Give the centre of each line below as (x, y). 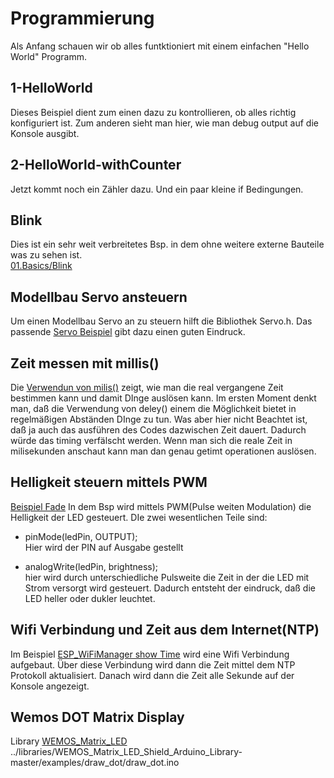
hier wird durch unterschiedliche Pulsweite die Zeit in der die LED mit (167, 577)
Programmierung (82, 18)
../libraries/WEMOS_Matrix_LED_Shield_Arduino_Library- (126, 752)
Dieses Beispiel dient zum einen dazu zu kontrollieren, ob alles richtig (153, 112)
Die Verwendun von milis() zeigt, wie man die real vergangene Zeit (147, 387)
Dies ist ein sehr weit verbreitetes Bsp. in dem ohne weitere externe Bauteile (167, 244)
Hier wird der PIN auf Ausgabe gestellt (104, 547)
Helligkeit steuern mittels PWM (109, 482)
